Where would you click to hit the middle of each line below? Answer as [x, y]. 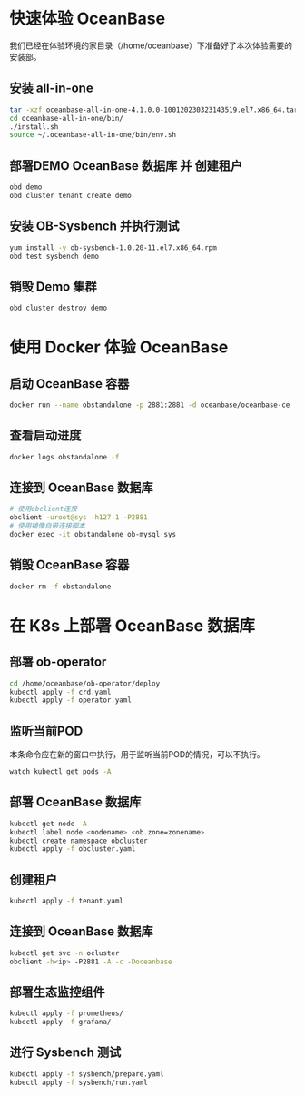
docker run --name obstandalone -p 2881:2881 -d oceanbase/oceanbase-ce [150, 405]
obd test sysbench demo [54, 256]
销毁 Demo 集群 [53, 286]
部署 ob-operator [58, 662]
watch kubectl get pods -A [60, 772]
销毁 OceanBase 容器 [69, 565]
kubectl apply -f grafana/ [60, 1022]
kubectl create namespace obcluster [79, 841]
